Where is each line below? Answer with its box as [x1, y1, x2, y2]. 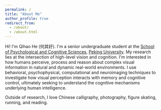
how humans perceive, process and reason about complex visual [5, 59, 134, 65]
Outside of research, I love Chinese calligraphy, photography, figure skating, [5, 94, 157, 100]
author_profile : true [5, 16, 49, 21]
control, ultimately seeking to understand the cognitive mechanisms [5, 80, 140, 85]
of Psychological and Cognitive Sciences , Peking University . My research [5, 49, 151, 55]
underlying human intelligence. [5, 85, 67, 91]
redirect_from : [5, 20, 36, 26]
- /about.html [9, 30, 38, 34]
